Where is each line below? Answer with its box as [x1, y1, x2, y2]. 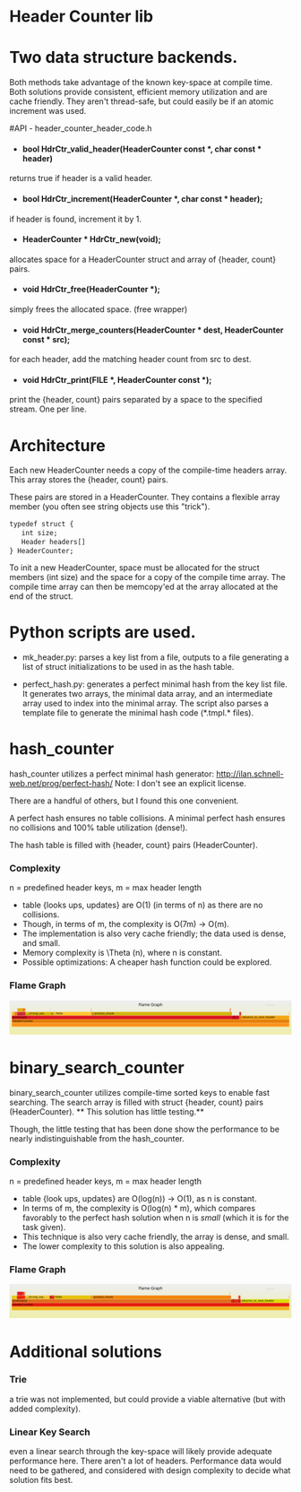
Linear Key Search [9, 1426, 91, 1438]
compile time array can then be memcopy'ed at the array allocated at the [9, 581, 279, 593]
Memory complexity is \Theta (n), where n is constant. [21, 948, 222, 959]
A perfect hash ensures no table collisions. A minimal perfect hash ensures [9, 813, 286, 824]
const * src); [21, 334, 71, 344]
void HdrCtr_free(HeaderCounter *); [21, 284, 160, 295]
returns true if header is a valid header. [9, 173, 153, 184]
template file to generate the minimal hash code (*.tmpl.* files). [21, 707, 254, 718]
